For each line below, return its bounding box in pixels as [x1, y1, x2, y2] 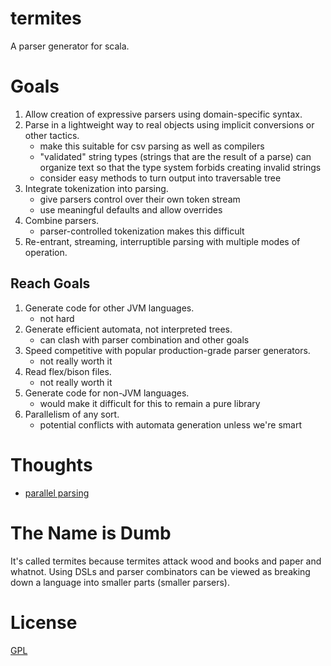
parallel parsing [24, 487, 90, 499]
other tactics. [24, 129, 80, 141]
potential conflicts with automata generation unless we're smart [39, 418, 302, 431]
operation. [24, 246, 68, 258]
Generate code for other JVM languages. [24, 302, 195, 314]
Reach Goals [10, 275, 91, 292]
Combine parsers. [24, 214, 100, 226]
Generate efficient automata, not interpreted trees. [24, 323, 233, 335]
